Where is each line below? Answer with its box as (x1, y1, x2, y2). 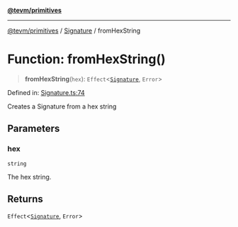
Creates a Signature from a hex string (7, 102, 117, 111)
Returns (7, 193, 44, 205)
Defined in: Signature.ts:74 (7, 88, 85, 96)
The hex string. (7, 172, 52, 181)
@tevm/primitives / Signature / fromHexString (7, 26, 141, 35)
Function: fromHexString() (7, 51, 166, 67)
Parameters (7, 123, 60, 135)
